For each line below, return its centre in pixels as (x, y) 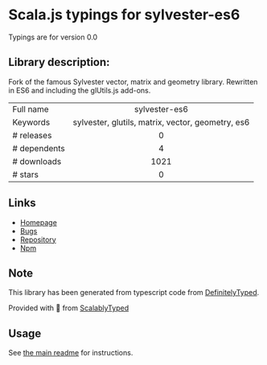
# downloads (37, 161)
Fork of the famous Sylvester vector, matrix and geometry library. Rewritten (133, 81)
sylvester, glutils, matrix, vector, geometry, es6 (161, 122)
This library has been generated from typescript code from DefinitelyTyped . (134, 293)
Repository (38, 240)
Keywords (31, 122)
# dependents (39, 148)
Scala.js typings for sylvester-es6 (124, 15)
